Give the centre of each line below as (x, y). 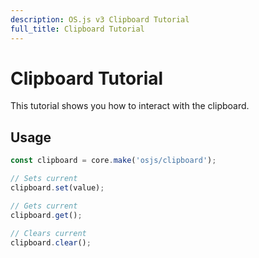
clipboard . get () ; (46, 215)
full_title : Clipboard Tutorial (77, 29)
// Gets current (44, 206)
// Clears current (48, 233)
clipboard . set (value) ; (57, 188)
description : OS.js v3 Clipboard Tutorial (100, 19)
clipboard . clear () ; (51, 242)
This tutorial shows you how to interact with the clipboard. (130, 106)
